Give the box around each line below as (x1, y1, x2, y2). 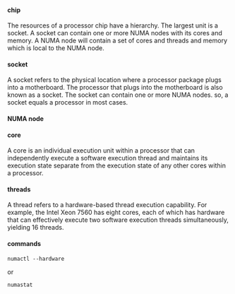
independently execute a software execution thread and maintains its (7, 154, 208, 163)
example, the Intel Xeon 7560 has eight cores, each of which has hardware (7, 208, 225, 217)
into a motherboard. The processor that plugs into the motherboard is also (7, 83, 224, 92)
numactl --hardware (7, 255, 65, 262)
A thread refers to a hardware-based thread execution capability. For (7, 201, 207, 209)
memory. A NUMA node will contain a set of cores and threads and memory (7, 36, 228, 45)
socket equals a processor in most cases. (7, 98, 128, 107)
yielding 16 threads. (7, 223, 64, 232)
